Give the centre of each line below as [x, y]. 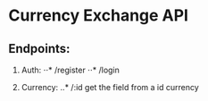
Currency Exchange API [99, 16]
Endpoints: [39, 49]
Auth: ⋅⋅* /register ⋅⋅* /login [70, 70]
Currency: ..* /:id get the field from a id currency [110, 87]
